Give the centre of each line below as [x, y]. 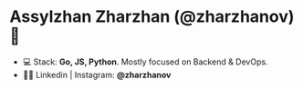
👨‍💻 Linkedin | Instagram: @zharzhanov [97, 74]
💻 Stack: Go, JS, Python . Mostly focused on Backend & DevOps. [145, 62]
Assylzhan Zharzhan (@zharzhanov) [152, 17]
